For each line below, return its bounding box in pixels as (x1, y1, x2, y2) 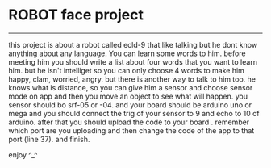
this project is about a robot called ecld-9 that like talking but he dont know (8, 40, 258, 49)
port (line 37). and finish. (8, 134, 90, 144)
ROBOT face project (8, 6, 144, 24)
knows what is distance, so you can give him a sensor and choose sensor (8, 82, 253, 92)
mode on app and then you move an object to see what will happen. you (8, 91, 248, 101)
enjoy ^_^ (8, 149, 38, 159)
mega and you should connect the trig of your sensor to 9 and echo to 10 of (8, 108, 260, 118)
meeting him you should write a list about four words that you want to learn (8, 57, 258, 66)
